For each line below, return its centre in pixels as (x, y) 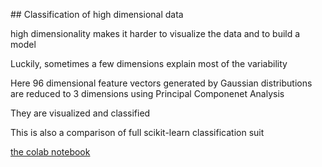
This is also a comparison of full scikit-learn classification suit (137, 132)
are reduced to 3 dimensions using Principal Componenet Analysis (147, 93)
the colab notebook (50, 152)
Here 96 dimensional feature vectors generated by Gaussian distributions (161, 83)
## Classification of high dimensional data (97, 14)
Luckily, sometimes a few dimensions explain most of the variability (149, 63)
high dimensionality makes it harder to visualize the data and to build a (155, 33)
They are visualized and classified (80, 113)
